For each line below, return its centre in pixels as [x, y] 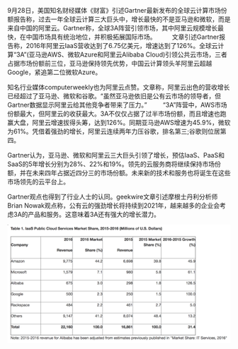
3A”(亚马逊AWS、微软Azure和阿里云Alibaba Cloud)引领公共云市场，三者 [122, 54]
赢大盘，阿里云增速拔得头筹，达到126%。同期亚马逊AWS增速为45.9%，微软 [119, 123]
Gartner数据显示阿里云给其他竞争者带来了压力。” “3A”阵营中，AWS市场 [117, 105]
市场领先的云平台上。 [38, 182]
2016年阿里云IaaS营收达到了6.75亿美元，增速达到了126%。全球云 [122, 46]
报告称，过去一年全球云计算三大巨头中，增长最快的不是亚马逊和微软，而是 [122, 19]
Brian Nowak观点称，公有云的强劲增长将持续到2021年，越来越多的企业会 [114, 206]
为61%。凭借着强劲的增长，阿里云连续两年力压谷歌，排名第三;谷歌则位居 [114, 131]
